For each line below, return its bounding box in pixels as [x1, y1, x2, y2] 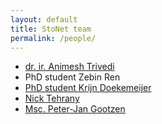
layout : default [10, 14, 78, 25]
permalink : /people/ [10, 33, 97, 43]
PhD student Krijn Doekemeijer [24, 82, 152, 94]
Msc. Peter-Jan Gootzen [24, 103, 126, 115]
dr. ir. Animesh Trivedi [24, 61, 115, 73]
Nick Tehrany [24, 92, 80, 105]
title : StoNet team [10, 24, 92, 34]
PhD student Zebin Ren [24, 71, 121, 83]
